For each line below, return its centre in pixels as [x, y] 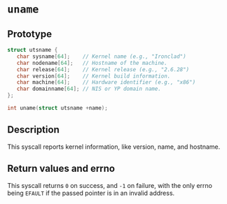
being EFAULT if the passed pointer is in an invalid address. [91, 193]
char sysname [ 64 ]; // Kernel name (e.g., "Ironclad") [102, 56]
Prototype [30, 34]
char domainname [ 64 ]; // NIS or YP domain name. [89, 89]
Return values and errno [61, 169]
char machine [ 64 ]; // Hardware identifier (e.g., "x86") [106, 82]
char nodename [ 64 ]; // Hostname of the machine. [92, 63]
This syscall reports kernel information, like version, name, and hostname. [114, 147]
